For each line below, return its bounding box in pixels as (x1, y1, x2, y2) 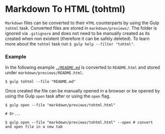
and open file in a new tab (5, 125, 63, 130)
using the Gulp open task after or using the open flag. (5, 93, 111, 99)
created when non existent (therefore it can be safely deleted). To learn (5, 36, 150, 42)
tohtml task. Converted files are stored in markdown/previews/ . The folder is (5, 25, 158, 31)
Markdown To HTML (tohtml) (5, 3, 126, 15)
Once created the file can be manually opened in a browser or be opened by (5, 88, 160, 94)
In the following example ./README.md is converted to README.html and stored (5, 64, 160, 70)
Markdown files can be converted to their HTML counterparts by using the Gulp (5, 20, 159, 26)
